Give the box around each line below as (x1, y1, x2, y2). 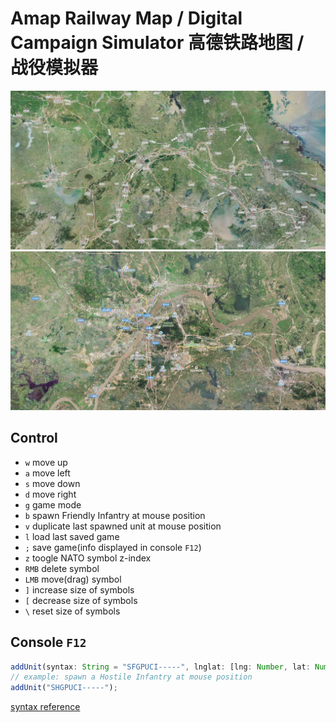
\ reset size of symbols (24, 605, 121, 617)
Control (10, 430, 58, 447)
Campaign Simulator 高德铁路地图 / (10, 32, 305, 54)
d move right (24, 488, 77, 500)
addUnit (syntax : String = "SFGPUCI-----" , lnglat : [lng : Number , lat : (10, 662, 311, 672)
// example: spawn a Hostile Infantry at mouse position (10, 672, 253, 682)
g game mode (24, 498, 82, 511)
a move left (24, 467, 71, 479)
